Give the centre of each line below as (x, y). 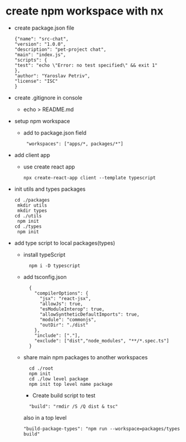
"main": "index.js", (40, 55)
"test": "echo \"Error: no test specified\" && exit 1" (86, 65)
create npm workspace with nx (85, 11)
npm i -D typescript (54, 266)
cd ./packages (32, 200)
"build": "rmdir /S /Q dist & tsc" (73, 406)
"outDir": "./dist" (64, 325)
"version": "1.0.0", (40, 44)
